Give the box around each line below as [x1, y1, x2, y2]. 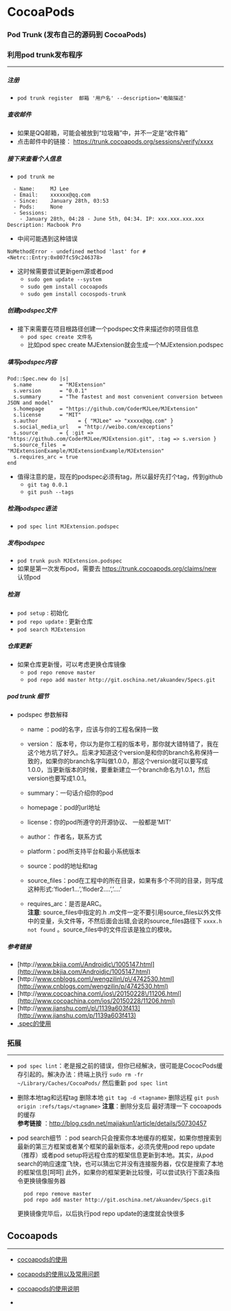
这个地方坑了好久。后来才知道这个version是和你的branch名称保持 [27, 749, 213, 757]
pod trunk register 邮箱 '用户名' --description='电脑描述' [16, 95, 187, 102]
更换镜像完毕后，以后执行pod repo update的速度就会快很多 [16, 1209, 186, 1218]
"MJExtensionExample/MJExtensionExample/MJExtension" [7, 448, 165, 454]
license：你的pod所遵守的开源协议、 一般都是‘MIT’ [27, 818, 171, 826]
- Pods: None [13, 203, 63, 210]
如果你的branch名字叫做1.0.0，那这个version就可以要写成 [45, 757, 208, 765]
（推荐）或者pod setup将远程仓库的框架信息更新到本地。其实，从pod [16, 1151, 214, 1159]
